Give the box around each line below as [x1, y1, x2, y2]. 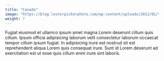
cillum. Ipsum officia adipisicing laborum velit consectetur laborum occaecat [5, 35, 159, 41]
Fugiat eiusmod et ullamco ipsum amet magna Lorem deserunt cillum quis [5, 30, 154, 36]
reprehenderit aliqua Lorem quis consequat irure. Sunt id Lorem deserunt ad [5, 45, 158, 51]
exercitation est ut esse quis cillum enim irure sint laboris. [5, 50, 121, 56]
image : [5, 12, 19, 17]
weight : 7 [5, 16, 25, 21]
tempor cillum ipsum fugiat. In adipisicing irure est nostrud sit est [5, 40, 136, 46]
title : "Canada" [5, 7, 38, 12]
